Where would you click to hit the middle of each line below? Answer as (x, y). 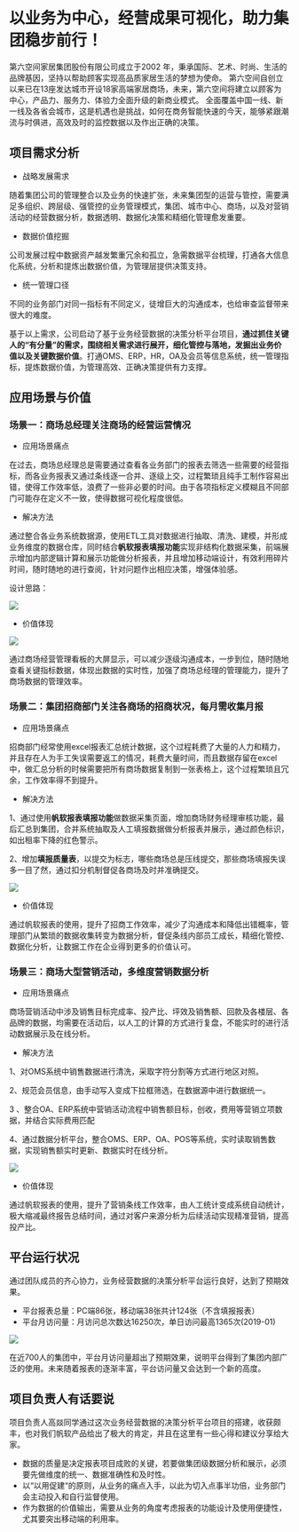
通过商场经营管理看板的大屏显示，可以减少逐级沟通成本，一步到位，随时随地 (149, 659)
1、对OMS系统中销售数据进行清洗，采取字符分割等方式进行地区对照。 (137, 1072)
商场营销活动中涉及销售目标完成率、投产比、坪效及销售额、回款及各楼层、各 (149, 1012)
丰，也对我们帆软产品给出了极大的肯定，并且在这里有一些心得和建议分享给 (145, 1433)
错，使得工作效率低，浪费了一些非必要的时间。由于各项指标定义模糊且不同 (145, 487)
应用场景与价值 (50, 397)
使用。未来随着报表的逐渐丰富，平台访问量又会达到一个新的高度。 (145, 1368)
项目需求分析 (44, 153)
